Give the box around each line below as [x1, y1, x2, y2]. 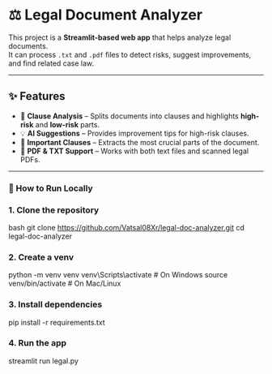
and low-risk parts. [35, 119, 100, 129]
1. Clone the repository [8, 204, 100, 216]
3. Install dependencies [8, 299, 103, 310]
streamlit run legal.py [8, 355, 79, 366]
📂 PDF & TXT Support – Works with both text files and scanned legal [19, 146, 249, 156]
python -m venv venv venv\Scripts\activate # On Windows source [8, 270, 228, 280]
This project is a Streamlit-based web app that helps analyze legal [8, 32, 232, 42]
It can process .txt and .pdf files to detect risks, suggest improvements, [8, 49, 252, 59]
